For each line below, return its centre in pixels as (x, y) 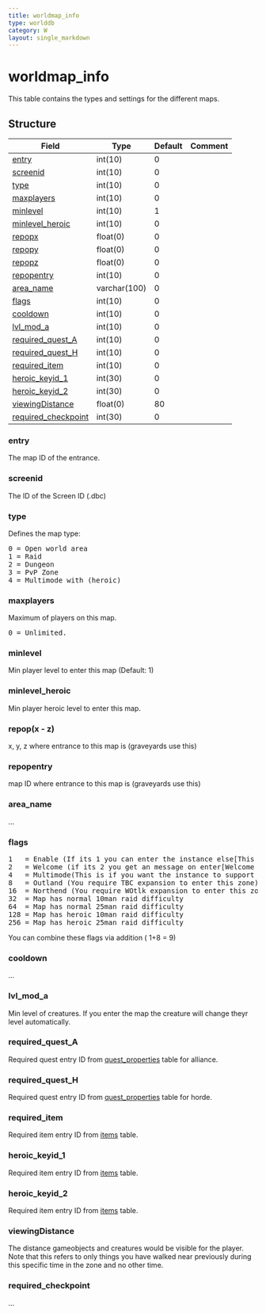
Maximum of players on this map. (63, 618)
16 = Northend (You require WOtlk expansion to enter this (127, 891)
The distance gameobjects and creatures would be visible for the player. (126, 1248)
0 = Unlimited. (38, 633)
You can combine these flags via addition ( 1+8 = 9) (92, 937)
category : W (28, 30)
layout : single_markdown (49, 38)
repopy (25, 249)
